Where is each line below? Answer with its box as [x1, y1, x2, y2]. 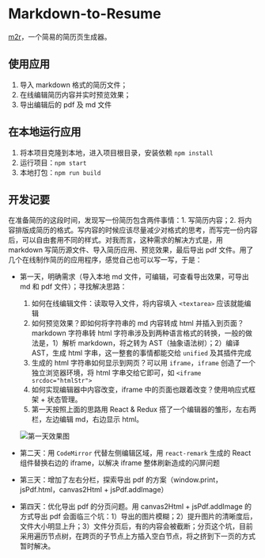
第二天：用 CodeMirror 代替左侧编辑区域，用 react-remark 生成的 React [19, 449, 252, 458]
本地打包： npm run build [19, 167, 101, 177]
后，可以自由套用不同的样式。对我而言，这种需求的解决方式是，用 [8, 235, 223, 245]
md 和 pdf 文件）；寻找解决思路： [19, 282, 127, 292]
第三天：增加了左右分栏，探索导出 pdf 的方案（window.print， [19, 475, 223, 484]
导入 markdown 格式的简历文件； [19, 80, 128, 90]
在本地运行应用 [8, 125, 81, 139]
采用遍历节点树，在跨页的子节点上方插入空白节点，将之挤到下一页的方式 [19, 532, 256, 541]
